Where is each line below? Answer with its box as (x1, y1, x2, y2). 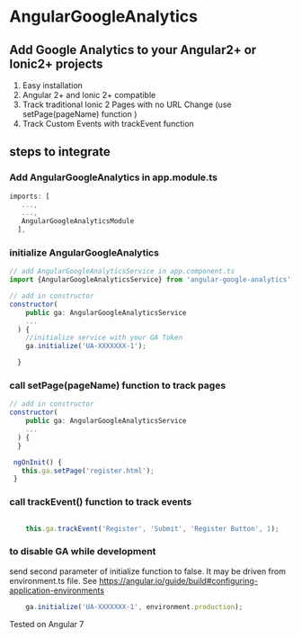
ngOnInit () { (13, 457, 63, 467)
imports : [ (9, 192, 50, 201)
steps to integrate (9, 144, 111, 159)
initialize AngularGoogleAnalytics (9, 246, 160, 258)
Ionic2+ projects (9, 56, 103, 71)
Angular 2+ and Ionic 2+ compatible (22, 90, 156, 100)
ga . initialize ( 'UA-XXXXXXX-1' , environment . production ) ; (25, 602, 244, 611)
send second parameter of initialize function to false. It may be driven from (9, 565, 286, 577)
